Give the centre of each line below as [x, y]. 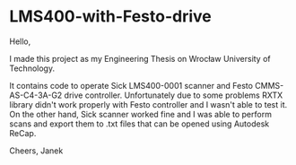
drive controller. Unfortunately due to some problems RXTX [174, 95]
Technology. [32, 68]
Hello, [20, 41]
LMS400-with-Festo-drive [111, 17]
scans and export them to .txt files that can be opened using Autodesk [139, 124]
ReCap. [23, 133]
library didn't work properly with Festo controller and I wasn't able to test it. [148, 104]
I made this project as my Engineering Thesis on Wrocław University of [140, 58]
